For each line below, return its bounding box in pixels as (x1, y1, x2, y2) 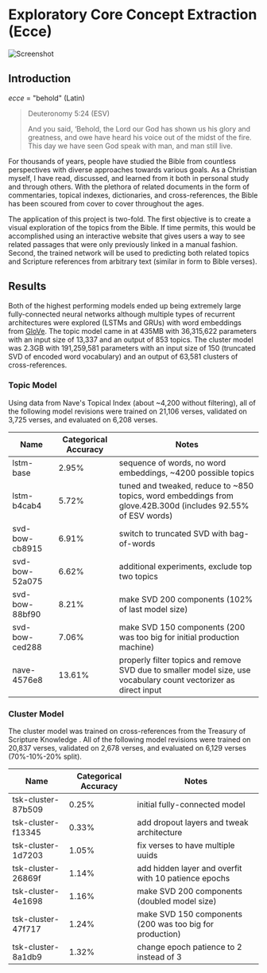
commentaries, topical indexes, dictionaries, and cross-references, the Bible (8, 190, 258, 200)
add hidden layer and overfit (137, 863, 242, 874)
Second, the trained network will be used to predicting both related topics (8, 248, 250, 257)
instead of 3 (137, 951, 182, 963)
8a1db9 (12, 951, 42, 963)
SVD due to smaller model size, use (118, 664, 251, 675)
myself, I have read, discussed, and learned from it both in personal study (8, 173, 250, 182)
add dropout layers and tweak (137, 817, 249, 828)
